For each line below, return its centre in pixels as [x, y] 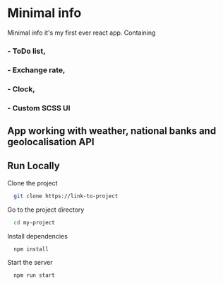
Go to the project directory [46, 210]
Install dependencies [38, 236]
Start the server [30, 263]
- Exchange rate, [36, 70]
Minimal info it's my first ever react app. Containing [82, 33]
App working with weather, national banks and [112, 131]
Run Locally [34, 166]
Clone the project [32, 183]
